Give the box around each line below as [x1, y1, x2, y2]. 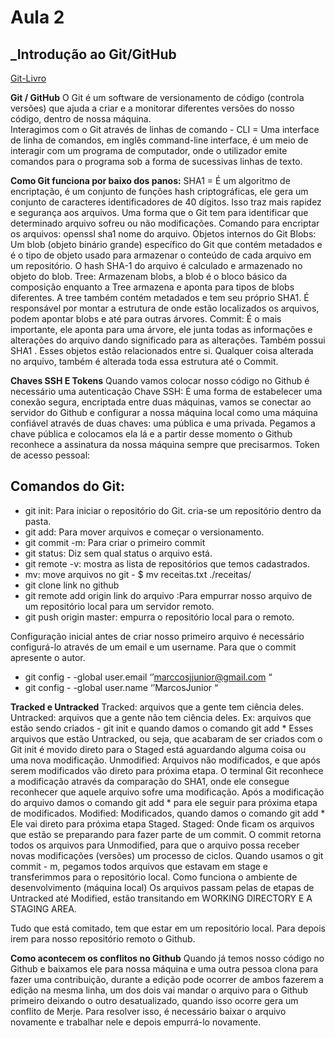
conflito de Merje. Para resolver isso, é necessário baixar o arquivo [10, 1005, 287, 1017]
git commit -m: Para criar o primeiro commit [24, 536, 206, 548]
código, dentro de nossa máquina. [10, 113, 152, 125]
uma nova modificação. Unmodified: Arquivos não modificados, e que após [10, 754, 321, 766]
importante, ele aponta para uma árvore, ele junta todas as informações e [10, 324, 313, 335]
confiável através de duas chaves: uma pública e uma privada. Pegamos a [10, 417, 316, 429]
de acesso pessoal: [10, 449, 91, 461]
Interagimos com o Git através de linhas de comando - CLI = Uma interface [10, 124, 320, 135]
